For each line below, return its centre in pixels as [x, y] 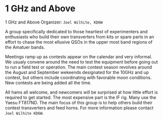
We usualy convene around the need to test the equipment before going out [81, 62]
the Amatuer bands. [25, 47]
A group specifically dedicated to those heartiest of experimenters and [76, 31]
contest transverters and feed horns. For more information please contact [79, 108]
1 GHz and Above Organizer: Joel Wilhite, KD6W [54, 22]
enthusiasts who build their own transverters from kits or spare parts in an [80, 37]
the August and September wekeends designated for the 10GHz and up [77, 72]
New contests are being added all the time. [48, 83]
